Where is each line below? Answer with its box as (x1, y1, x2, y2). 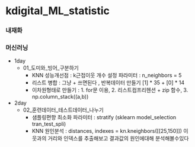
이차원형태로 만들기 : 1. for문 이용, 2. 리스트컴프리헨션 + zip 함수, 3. (31, 87, 188, 94)
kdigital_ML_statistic (5, 4, 110, 18)
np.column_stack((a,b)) (31, 93, 89, 100)
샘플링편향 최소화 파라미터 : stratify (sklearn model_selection (31, 114, 177, 121)
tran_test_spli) (31, 120, 66, 128)
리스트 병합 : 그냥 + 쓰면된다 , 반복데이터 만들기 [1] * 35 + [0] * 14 (31, 79, 185, 86)
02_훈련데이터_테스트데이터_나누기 (23, 106, 104, 113)
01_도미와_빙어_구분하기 (23, 64, 79, 71)
